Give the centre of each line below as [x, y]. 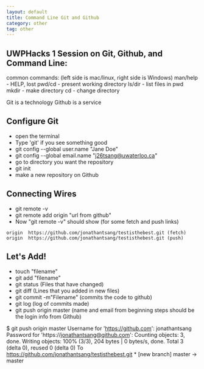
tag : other [20, 29]
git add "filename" [38, 278]
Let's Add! [26, 257]
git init [23, 168]
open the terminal [37, 136]
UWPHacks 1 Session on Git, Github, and [85, 53]
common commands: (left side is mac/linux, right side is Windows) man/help [102, 78]
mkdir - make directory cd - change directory [63, 91]
